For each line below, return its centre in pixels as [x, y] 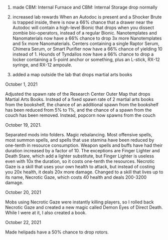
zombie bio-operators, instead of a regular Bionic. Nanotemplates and [85, 33]
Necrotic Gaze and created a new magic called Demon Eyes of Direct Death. [84, 207]
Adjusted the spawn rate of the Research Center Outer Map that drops [78, 94]
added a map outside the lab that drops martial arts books [72, 74]
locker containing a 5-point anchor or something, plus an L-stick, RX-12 [86, 59]
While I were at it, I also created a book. [46, 213]
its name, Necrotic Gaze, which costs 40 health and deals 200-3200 [76, 177]
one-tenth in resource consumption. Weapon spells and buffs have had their [84, 145]
